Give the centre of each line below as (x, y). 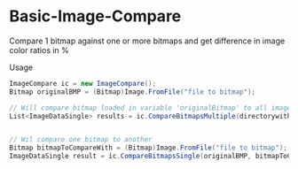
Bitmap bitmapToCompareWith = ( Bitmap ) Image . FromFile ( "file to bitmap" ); (149, 148)
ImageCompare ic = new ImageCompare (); (83, 83)
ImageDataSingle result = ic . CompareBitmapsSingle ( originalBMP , (130, 157)
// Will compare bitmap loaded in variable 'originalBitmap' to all (138, 108)
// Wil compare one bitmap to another (81, 140)
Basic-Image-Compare (95, 16)
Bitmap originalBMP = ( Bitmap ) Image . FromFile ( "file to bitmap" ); (132, 92)
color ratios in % (39, 50)
